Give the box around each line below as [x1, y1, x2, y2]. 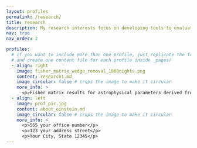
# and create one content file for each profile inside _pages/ [11, 57, 172, 63]
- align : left [11, 95, 46, 101]
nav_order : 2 [6, 36, 38, 42]
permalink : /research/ [6, 14, 62, 20]
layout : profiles [6, 8, 49, 15]
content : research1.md [16, 74, 72, 80]
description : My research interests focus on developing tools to [6, 25, 172, 31]
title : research [6, 19, 46, 25]
